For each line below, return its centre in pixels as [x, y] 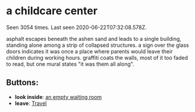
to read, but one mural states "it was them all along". [70, 64]
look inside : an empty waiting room [58, 97]
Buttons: [22, 83]
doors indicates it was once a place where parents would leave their [89, 51]
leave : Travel [31, 103]
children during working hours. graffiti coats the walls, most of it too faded [97, 57]
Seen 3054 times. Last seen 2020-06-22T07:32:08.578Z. [76, 27]
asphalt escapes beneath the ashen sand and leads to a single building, [94, 39]
